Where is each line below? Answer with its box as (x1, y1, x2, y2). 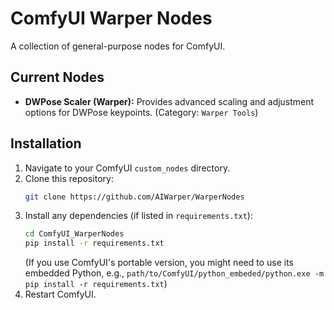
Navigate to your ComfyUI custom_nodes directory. (24, 162, 231, 174)
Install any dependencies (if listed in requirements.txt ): (24, 210, 253, 222)
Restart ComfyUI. (24, 288, 97, 301)
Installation (10, 135, 82, 152)
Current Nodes (10, 69, 105, 86)
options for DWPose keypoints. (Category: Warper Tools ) (24, 106, 259, 118)
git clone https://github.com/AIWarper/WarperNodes (24, 192, 245, 202)
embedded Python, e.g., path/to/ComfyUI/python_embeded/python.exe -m (24, 267, 325, 279)
